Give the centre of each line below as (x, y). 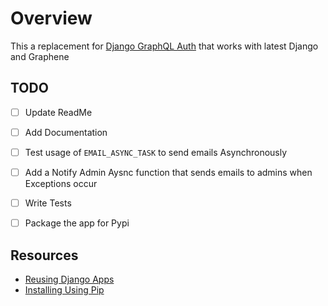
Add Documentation (66, 132)
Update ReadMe (58, 112)
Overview (51, 18)
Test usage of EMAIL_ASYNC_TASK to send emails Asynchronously (156, 152)
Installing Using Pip (64, 289)
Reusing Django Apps (69, 279)
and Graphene (40, 56)
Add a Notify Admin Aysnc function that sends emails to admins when (168, 172)
